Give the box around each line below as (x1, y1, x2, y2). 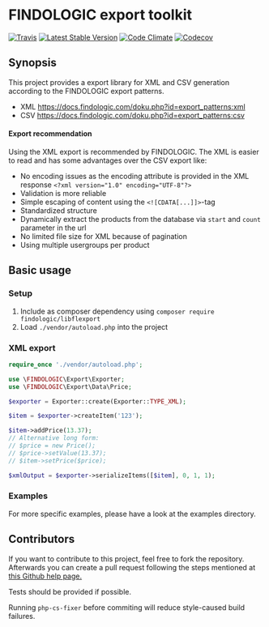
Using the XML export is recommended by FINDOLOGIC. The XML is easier (8, 147, 259, 156)
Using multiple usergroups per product (19, 240, 150, 250)
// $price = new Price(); (8, 441, 96, 450)
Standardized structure (19, 205, 97, 215)
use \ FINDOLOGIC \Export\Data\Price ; (8, 382, 132, 390)
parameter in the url (19, 223, 87, 232)
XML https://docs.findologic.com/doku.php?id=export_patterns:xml (19, 101, 246, 111)
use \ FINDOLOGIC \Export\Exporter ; (8, 375, 126, 383)
